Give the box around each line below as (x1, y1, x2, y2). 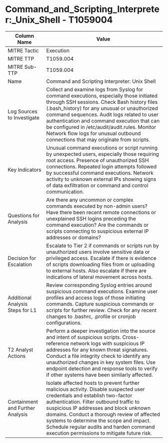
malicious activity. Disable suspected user (46, 385, 145, 392)
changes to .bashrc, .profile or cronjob (46, 313, 136, 320)
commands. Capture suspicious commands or (46, 300, 154, 307)
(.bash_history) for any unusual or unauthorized (46, 104, 158, 111)
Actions (7, 352, 26, 359)
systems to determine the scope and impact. (46, 417, 151, 424)
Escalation (7, 261, 32, 268)
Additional (7, 294, 31, 301)
